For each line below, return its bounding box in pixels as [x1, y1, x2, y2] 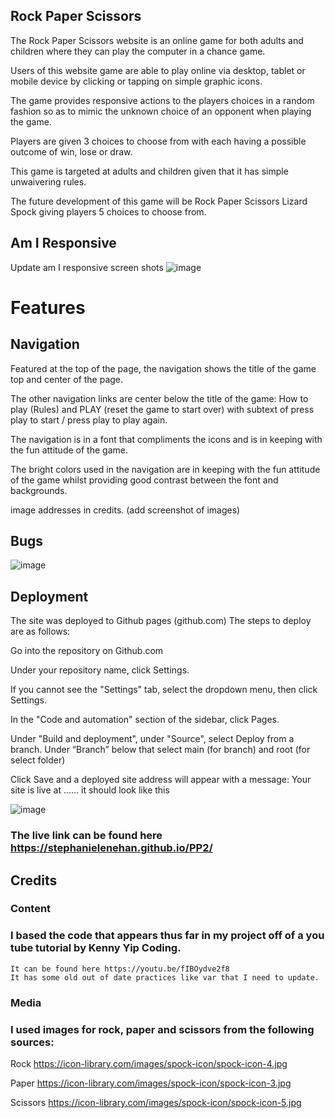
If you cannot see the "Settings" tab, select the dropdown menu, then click [10, 684, 318, 696]
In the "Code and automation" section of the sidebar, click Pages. [10, 714, 280, 726]
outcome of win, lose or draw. [10, 145, 133, 158]
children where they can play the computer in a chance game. [10, 45, 266, 57]
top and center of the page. [10, 373, 124, 385]
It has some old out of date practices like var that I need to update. [10, 972, 320, 983]
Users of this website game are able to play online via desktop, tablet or [10, 64, 306, 76]
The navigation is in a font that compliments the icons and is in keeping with [10, 433, 323, 445]
